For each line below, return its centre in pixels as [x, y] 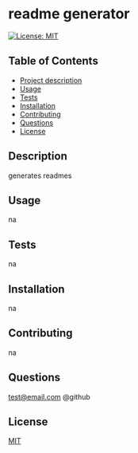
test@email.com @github [50, 396]
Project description [51, 80]
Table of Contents [54, 61]
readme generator [69, 14]
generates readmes [40, 175]
